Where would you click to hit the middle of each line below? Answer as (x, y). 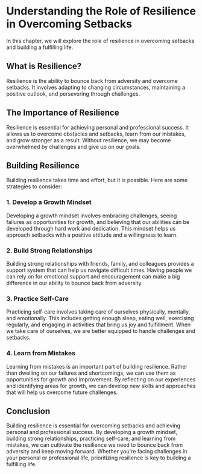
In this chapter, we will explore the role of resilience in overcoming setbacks (100, 41)
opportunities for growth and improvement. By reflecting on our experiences (101, 379)
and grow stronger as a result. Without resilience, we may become (89, 140)
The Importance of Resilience (63, 113)
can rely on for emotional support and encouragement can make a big (93, 276)
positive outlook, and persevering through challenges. (73, 94)
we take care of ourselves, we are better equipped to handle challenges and (101, 331)
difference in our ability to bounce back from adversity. (74, 283)
